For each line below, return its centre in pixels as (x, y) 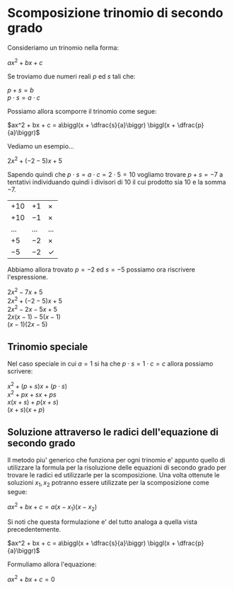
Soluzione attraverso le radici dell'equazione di (113, 432)
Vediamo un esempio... (41, 146)
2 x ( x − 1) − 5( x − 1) (34, 317)
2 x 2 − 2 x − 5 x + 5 (33, 309)
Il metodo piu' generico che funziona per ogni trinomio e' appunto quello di (116, 460)
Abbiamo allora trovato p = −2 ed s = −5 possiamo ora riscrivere (101, 269)
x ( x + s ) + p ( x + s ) (33, 402)
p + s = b (21, 90)
